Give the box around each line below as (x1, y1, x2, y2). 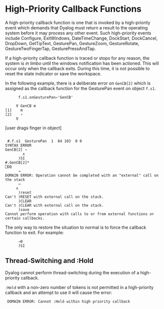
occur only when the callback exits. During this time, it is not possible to (5, 65, 150, 71)
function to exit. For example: (5, 229, 64, 236)
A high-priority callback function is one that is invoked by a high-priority (5, 20, 151, 25)
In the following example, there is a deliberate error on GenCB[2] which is (5, 80, 151, 86)
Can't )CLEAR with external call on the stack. (5, 203, 104, 208)
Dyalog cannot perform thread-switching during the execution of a (5, 269, 140, 275)
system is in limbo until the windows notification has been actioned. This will (5, 60, 159, 66)
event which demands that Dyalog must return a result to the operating (5, 24, 148, 30)
